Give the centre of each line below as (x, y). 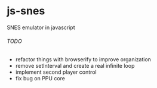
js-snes (26, 11)
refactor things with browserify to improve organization (83, 59)
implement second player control (56, 72)
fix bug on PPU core (40, 78)
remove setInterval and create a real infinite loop (75, 66)
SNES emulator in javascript (41, 27)
